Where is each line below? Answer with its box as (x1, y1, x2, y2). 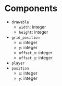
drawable (11, 20, 29, 25)
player (11, 61, 25, 66)
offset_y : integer (18, 55, 53, 60)
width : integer (18, 24, 46, 29)
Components (4, 3, 58, 14)
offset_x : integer (18, 49, 53, 56)
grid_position (11, 35, 40, 40)
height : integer (18, 29, 49, 35)
